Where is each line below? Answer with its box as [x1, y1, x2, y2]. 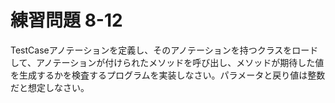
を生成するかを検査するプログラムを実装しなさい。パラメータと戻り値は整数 [10, 69, 326, 81]
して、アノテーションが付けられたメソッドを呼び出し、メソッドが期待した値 [10, 56, 325, 68]
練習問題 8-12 [10, 9, 123, 32]
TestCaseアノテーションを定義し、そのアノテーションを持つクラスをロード [10, 44, 319, 56]
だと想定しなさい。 [10, 81, 90, 93]
